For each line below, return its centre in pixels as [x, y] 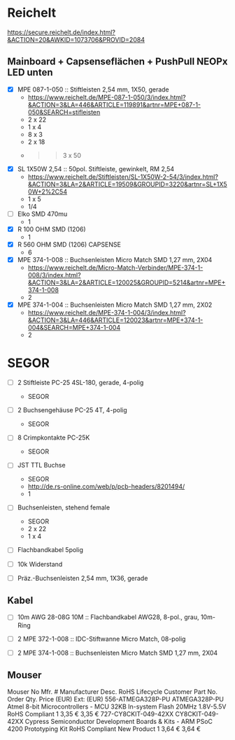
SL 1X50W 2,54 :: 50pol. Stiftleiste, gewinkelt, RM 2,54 [96, 168]
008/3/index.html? [55, 275]
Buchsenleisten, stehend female [64, 507]
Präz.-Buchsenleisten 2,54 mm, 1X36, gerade [83, 578]
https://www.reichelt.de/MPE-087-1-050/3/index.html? [107, 97]
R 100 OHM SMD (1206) [51, 229]
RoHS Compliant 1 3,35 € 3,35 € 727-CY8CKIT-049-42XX [91, 714]
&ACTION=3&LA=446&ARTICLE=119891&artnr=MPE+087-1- [114, 104]
